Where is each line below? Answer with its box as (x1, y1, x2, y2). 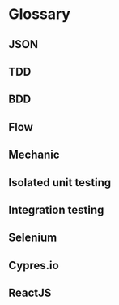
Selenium (8, 231, 57, 245)
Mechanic (8, 148, 60, 162)
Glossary (8, 5, 71, 24)
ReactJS (8, 286, 52, 300)
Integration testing (8, 203, 104, 216)
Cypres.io (8, 258, 59, 272)
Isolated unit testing (8, 176, 112, 190)
